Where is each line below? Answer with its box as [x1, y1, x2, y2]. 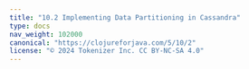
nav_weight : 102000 [9, 30, 83, 39]
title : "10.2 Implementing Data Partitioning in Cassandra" [9, 13, 242, 22]
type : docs [9, 22, 51, 30]
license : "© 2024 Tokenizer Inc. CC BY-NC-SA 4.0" [9, 47, 205, 56]
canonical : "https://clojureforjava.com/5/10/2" [9, 38, 196, 47]
